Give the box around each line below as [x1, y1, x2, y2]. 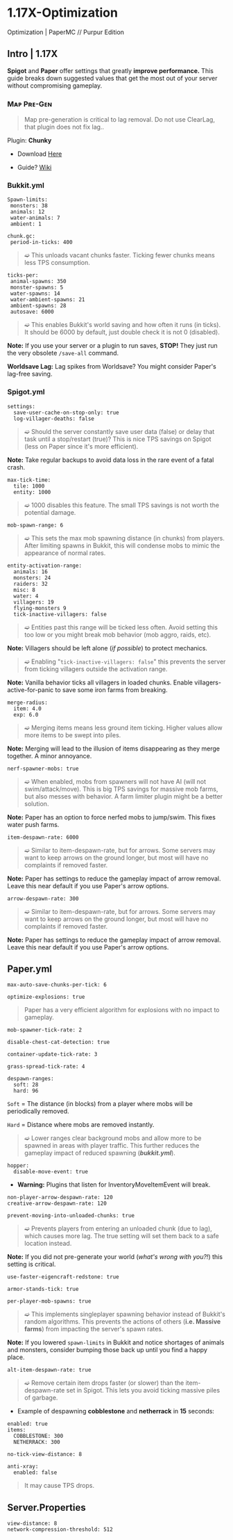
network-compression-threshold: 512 [7, 1526, 113, 1533]
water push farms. [7, 820, 60, 828]
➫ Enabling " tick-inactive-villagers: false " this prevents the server [24, 657, 226, 666]
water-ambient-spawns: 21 [10, 296, 85, 303]
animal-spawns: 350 [10, 278, 67, 285]
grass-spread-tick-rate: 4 [7, 1063, 85, 1070]
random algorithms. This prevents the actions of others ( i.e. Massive [24, 1317, 221, 1326]
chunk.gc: [7, 233, 36, 240]
